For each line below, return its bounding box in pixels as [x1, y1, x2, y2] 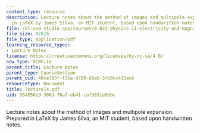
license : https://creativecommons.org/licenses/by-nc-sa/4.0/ [6, 53, 164, 59]
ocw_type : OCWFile [6, 58, 52, 64]
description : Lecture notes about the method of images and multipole [6, 14, 185, 20]
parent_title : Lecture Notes [6, 64, 79, 70]
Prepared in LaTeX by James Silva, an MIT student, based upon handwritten [6, 115, 192, 122]
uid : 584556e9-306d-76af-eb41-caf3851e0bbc [6, 92, 116, 98]
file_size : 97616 [6, 31, 49, 37]
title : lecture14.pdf [6, 86, 60, 92]
